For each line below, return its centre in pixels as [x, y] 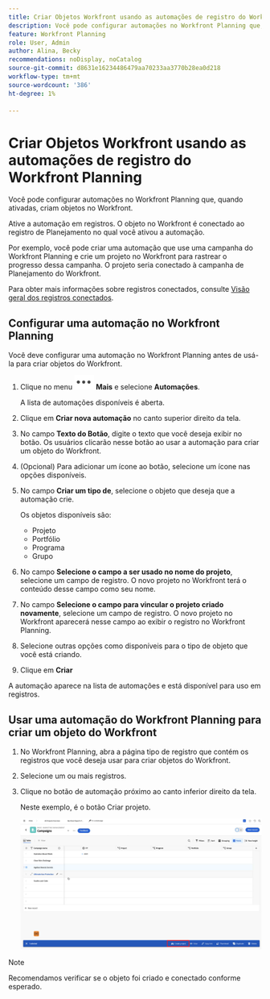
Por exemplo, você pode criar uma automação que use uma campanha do [131, 248]
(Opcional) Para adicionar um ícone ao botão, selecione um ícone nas [135, 467]
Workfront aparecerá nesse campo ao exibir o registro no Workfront [133, 622]
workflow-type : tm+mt [45, 77]
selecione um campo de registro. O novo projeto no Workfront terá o [133, 581]
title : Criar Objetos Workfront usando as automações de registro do [127, 17]
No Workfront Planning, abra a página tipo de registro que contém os [134, 751]
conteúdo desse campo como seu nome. [88, 589]
